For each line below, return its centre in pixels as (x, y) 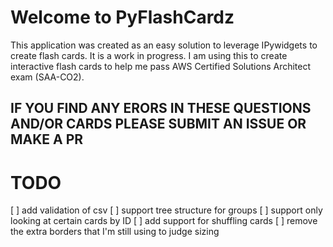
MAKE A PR (47, 139)
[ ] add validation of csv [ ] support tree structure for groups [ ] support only (166, 210)
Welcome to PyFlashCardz (122, 17)
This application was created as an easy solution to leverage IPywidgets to (164, 45)
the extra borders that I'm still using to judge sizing (115, 232)
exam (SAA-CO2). (47, 77)
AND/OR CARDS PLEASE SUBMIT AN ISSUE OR (158, 124)
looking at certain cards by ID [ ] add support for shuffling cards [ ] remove (164, 221)
